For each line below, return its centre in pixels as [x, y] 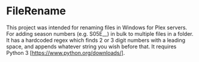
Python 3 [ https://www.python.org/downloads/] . [66, 52]
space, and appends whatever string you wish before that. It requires [91, 46]
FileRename [36, 11]
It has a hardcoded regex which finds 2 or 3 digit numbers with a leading [96, 40]
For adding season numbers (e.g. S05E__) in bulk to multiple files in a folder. [100, 33]
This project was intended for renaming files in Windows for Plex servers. [97, 27]
